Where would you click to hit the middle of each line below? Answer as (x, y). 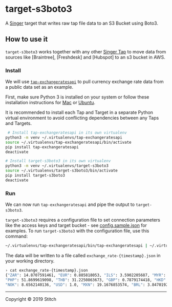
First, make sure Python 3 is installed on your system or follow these (77, 97)
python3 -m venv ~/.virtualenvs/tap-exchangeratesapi (64, 137)
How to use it (27, 39)
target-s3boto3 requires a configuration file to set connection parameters (83, 220)
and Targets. (19, 123)
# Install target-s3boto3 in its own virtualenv (58, 161)
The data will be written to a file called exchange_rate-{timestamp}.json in (83, 255)
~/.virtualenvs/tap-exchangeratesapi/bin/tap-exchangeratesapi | (76, 246)
